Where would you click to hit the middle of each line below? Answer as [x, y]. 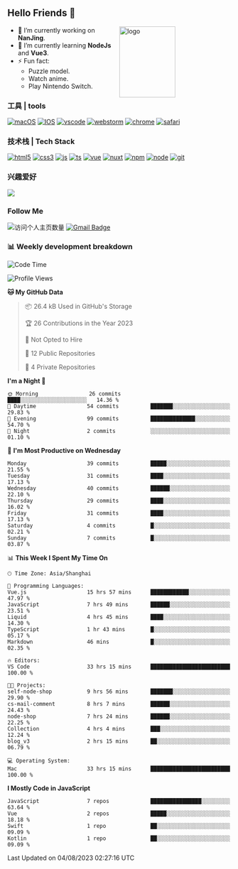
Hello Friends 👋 [42, 13]
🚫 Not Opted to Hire [54, 340]
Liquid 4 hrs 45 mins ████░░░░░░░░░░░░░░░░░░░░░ [119, 617]
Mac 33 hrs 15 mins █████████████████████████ [119, 769]
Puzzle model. [49, 71]
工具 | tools [27, 106]
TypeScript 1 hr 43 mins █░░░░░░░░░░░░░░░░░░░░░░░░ [119, 630]
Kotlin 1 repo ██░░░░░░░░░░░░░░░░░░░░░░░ [119, 838]
